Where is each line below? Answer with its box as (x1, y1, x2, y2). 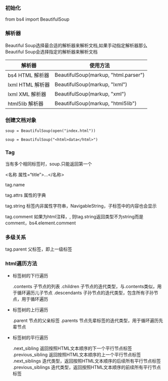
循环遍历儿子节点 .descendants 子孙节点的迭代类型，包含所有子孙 (17, 290, 154, 296)
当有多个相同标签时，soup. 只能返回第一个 (5, 161, 92, 167)
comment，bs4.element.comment (5, 220, 76, 226)
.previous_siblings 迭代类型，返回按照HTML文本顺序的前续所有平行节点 (12, 364, 161, 370)
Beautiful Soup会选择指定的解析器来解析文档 (5, 49, 98, 55)
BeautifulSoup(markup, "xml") (54, 90, 126, 97)
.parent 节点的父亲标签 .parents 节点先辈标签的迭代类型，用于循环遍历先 (12, 317, 163, 323)
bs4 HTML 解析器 (8, 72, 49, 79)
